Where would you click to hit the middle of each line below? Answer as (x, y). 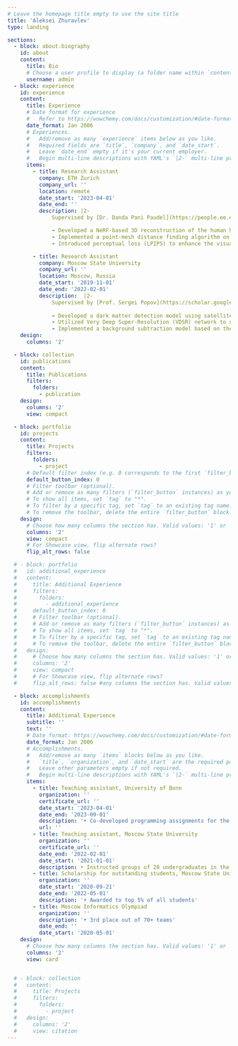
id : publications (46, 361)
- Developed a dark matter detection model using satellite (142, 316)
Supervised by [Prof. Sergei (95, 302)
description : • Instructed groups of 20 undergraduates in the (134, 867)
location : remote (64, 191)
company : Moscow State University (90, 263)
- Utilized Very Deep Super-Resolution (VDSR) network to (139, 322)
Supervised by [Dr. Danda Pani (98, 218)
